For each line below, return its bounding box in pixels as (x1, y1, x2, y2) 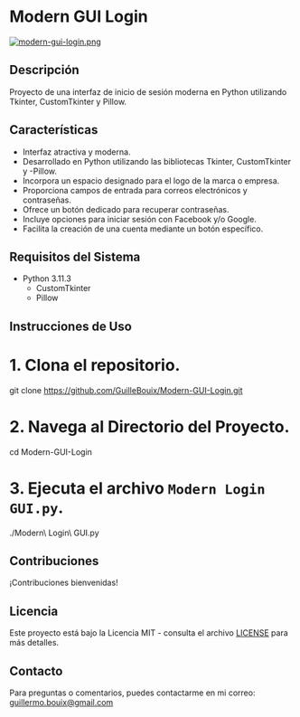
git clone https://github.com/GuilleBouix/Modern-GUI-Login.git (9, 384, 243, 395)
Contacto (9, 663, 63, 679)
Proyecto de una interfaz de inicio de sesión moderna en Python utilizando (9, 86, 287, 97)
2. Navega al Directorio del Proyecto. (9, 416, 290, 437)
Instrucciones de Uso (9, 318, 133, 334)
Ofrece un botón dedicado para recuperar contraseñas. (22, 203, 230, 214)
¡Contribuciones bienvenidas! (9, 577, 119, 589)
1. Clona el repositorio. (9, 354, 181, 375)
